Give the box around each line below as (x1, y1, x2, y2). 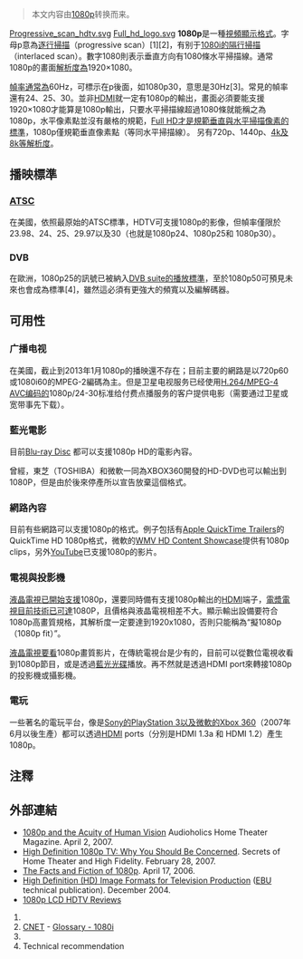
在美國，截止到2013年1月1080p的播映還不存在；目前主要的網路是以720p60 (9, 364, 289, 375)
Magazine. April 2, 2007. (22, 837, 114, 848)
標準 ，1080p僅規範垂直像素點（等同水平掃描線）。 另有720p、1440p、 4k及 (9, 127, 289, 137)
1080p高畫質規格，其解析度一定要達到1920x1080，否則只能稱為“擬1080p (9, 616, 282, 627)
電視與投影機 (9, 571, 66, 584)
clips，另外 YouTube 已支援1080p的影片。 (9, 547, 162, 557)
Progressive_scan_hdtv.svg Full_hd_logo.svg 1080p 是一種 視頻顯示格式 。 (9, 28, 282, 39)
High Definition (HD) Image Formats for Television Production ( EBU (22, 875, 272, 886)
